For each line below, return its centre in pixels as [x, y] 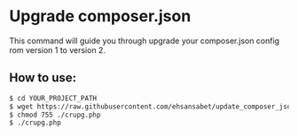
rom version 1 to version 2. [58, 49]
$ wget [21, 106]
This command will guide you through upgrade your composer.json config [145, 41]
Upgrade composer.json [100, 16]
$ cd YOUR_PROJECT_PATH [53, 98]
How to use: [43, 78]
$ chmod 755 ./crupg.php [55, 115]
